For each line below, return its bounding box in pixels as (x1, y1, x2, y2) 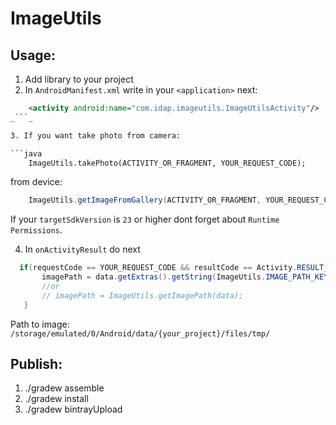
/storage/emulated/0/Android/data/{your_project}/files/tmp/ (10, 328, 271, 339)
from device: (10, 176, 63, 188)
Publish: (10, 356, 63, 373)
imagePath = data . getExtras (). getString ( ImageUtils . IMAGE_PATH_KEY (41, 272, 329, 282)
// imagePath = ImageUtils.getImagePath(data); (41, 290, 244, 301)
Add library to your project (24, 73, 134, 85)
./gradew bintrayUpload (24, 403, 123, 416)
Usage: (10, 47, 57, 64)
